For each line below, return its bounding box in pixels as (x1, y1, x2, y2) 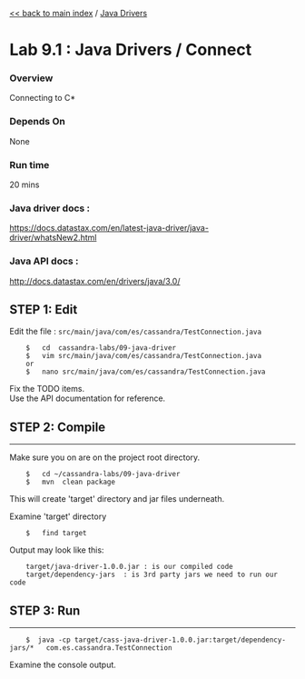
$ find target (25, 529, 88, 538)
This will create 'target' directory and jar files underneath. (9, 494, 225, 504)
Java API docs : (9, 255, 79, 267)
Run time (9, 158, 50, 171)
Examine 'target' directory (9, 511, 107, 522)
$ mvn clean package (25, 477, 116, 487)
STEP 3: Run (9, 603, 81, 618)
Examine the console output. (9, 659, 116, 671)
